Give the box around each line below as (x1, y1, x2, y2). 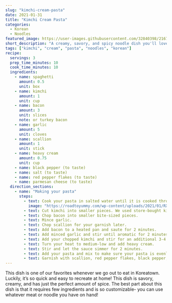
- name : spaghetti (14, 74, 54, 80)
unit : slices (18, 112, 47, 118)
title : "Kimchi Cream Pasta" (5, 17, 68, 22)
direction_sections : (10, 184, 54, 190)
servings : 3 (10, 55, 36, 61)
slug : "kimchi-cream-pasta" (5, 7, 66, 13)
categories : (5, 22, 31, 27)
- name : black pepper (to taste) (14, 165, 86, 170)
